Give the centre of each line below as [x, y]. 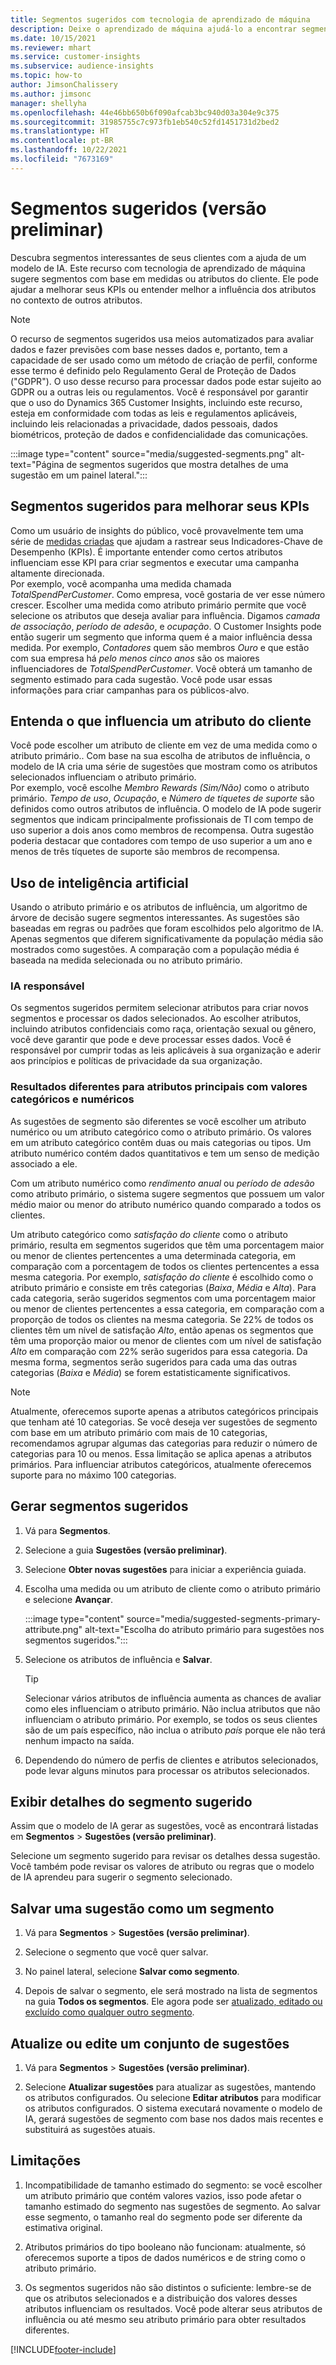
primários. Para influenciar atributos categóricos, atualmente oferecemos [161, 1464]
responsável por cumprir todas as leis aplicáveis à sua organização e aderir [166, 1050]
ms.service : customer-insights [75, 57]
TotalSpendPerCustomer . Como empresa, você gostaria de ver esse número [168, 594]
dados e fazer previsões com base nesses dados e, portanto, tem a [149, 349]
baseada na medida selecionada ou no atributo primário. [126, 960]
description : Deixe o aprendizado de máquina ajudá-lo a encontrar [154, 29]
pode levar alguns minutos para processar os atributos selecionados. [167, 1770]
